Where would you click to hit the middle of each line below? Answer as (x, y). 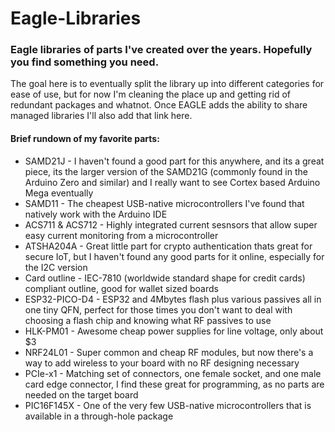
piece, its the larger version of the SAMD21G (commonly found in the (166, 171)
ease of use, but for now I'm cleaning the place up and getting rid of (150, 94)
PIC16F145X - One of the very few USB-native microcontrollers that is (168, 405)
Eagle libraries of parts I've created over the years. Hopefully (161, 50)
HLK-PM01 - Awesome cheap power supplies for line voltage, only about (174, 331)
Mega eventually (59, 193)
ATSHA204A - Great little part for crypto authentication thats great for (168, 246)
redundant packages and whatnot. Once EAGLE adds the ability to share (159, 105)
